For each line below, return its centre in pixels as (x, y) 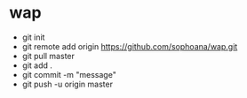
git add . (37, 65)
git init (33, 37)
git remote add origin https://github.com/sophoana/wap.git (130, 46)
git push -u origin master (68, 84)
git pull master (48, 56)
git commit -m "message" (69, 74)
